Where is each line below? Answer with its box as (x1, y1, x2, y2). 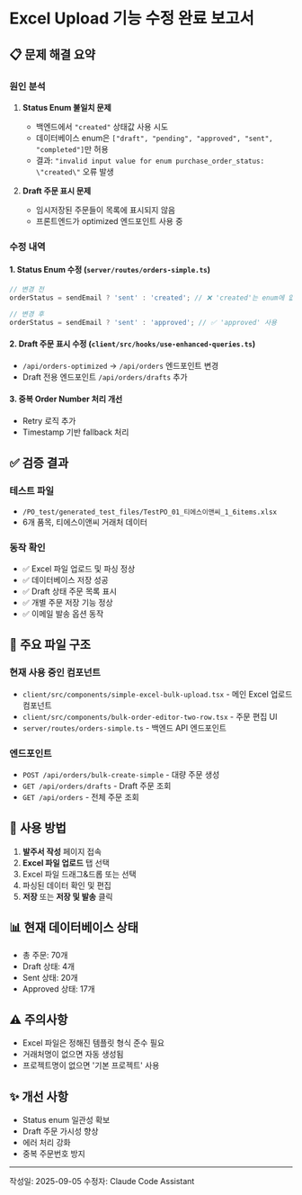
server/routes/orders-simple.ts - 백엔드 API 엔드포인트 (22, 722, 227, 733)
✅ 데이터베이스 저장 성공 (22, 574, 110, 585)
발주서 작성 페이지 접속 (22, 846, 102, 857)
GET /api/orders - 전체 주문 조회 (22, 791, 139, 802)
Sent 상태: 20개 (22, 972, 78, 983)
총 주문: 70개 (22, 949, 68, 960)
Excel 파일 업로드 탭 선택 (22, 857, 111, 868)
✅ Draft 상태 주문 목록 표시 (22, 586, 117, 597)
